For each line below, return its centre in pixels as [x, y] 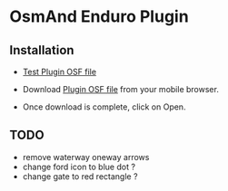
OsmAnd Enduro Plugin [99, 17]
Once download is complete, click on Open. [104, 107]
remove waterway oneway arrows [86, 157]
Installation [42, 50]
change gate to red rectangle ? [80, 176]
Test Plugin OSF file [59, 72]
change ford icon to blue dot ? [79, 167]
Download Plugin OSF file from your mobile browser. [121, 89]
